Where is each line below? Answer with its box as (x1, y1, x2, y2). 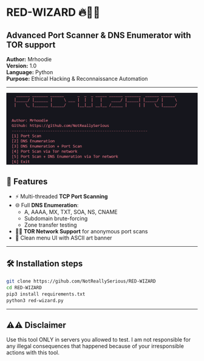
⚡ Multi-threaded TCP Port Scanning (15, 193, 108, 200)
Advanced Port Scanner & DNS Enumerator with (6, 30, 191, 40)
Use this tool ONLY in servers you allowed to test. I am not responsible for (6, 336, 191, 343)
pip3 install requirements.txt (6, 291, 86, 297)
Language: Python (6, 69, 53, 75)
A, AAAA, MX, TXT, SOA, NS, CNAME (24, 208, 118, 216)
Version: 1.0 (6, 62, 37, 69)
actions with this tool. (6, 349, 59, 356)
